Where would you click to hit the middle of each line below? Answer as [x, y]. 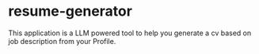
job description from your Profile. [62, 41]
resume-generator [70, 11]
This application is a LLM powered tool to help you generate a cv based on [130, 33]
